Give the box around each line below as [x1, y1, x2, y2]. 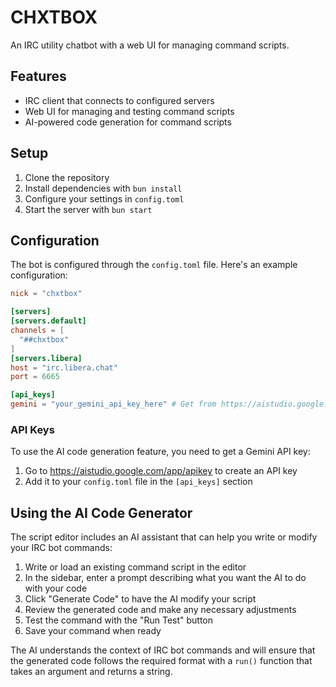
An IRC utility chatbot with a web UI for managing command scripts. [10, 39, 290, 51]
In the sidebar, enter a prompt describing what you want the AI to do [24, 572, 307, 584]
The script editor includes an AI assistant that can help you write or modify [10, 531, 318, 543]
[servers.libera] [10, 353, 83, 363]
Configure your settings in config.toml [24, 192, 185, 205]
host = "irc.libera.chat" [10, 362, 118, 373]
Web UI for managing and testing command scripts [24, 105, 235, 117]
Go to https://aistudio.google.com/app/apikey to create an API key [24, 465, 298, 477]
